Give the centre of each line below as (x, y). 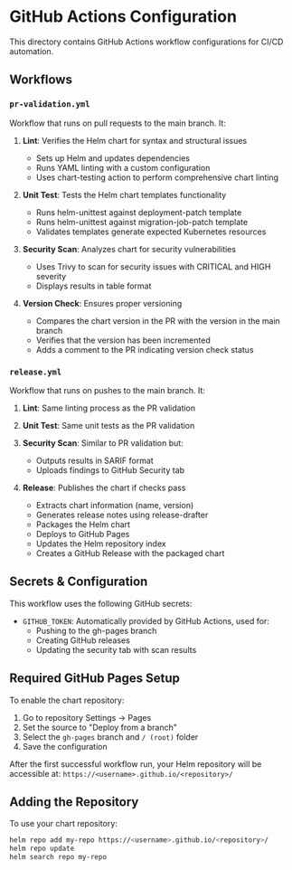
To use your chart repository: (63, 824)
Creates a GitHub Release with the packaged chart (130, 553)
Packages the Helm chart (83, 524)
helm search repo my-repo (58, 857)
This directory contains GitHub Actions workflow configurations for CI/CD (146, 42)
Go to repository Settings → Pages (87, 717)
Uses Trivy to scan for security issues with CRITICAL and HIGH (153, 266)
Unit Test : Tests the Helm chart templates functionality (124, 194)
